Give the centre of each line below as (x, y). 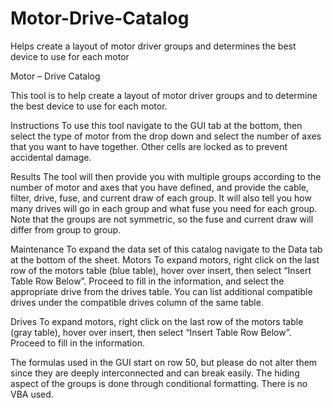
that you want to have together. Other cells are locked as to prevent (149, 146)
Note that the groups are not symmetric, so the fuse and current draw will (162, 219)
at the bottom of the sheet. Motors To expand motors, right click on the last (165, 259)
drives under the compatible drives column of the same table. (137, 302)
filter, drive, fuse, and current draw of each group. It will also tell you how (161, 198)
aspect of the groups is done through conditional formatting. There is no (159, 383)
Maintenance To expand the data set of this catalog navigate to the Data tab (166, 249)
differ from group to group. (66, 229)
